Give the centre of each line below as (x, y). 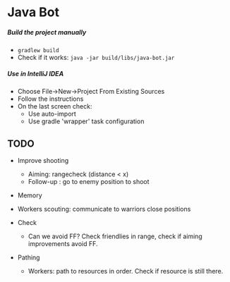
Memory (30, 195)
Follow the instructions (50, 99)
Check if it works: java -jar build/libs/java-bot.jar (96, 58)
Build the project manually (47, 32)
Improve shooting (43, 160)
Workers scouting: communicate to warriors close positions (104, 209)
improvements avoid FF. (63, 243)
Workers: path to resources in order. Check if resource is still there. (126, 271)
